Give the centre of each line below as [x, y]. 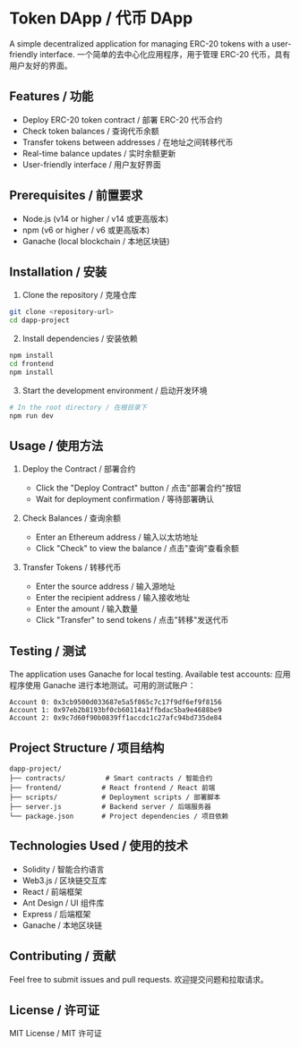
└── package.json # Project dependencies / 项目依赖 [119, 816]
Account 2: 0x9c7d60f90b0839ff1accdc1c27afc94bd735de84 [116, 718]
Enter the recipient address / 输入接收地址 [113, 598]
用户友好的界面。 [41, 65]
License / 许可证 [55, 1010]
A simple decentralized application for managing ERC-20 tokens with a [140, 43]
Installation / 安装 [58, 272]
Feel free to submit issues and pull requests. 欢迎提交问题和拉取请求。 [139, 979]
